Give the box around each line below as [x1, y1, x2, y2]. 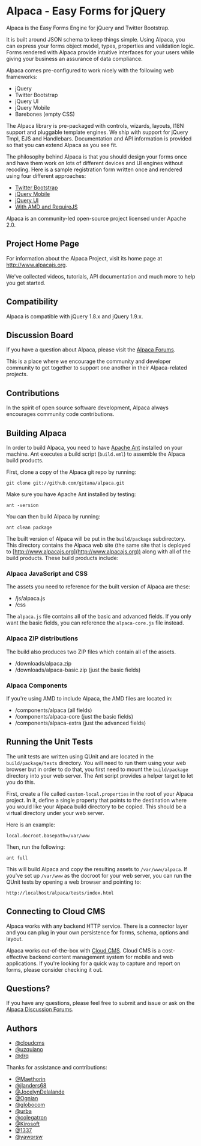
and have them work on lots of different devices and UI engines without [6, 159, 183, 166]
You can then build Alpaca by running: [6, 513, 101, 520]
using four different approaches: [6, 172, 86, 179]
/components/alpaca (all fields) [14, 707, 92, 714]
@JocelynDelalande [14, 1088, 65, 1095]
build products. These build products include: [6, 555, 119, 561]
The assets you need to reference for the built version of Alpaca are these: [6, 583, 191, 590]
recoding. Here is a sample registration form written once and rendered [6, 166, 182, 173]
